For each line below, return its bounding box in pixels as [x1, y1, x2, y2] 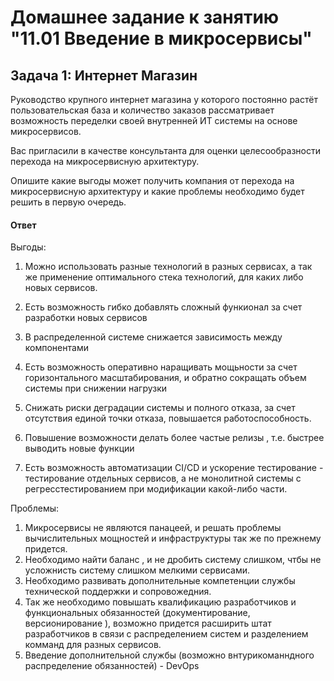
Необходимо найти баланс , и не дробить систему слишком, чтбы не [24, 554, 322, 566]
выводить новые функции [24, 442, 135, 455]
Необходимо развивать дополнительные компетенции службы [24, 575, 296, 587]
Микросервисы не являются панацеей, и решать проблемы [24, 522, 282, 534]
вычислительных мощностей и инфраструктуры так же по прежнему [24, 532, 322, 545]
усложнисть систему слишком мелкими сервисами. [24, 564, 251, 576]
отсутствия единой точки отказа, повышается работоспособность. [24, 412, 312, 425]
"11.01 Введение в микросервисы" [10, 27, 313, 50]
